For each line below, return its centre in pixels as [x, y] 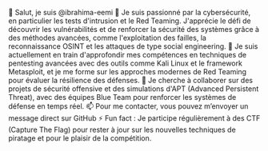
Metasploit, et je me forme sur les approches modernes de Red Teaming [127, 72]
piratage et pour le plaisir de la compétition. [80, 138]
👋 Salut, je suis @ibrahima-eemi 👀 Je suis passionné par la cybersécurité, [130, 12]
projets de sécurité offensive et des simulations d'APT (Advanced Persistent [134, 89]
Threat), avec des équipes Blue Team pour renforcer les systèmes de [122, 97]
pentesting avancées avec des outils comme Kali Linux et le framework [125, 63]
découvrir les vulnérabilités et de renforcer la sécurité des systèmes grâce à [134, 29]
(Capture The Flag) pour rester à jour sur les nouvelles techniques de [122, 129]
